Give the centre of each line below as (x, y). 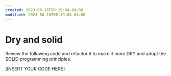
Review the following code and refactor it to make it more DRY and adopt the (86, 54)
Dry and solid (34, 40)
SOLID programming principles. (38, 59)
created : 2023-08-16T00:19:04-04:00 (44, 10)
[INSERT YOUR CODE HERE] (35, 69)
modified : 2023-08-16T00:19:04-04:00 (45, 15)
